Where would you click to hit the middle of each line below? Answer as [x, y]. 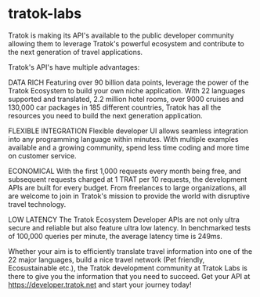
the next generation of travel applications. [76, 52]
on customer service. [42, 156]
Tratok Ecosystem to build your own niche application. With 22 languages [127, 90]
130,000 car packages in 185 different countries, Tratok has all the [115, 107]
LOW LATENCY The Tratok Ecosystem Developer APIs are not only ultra [124, 219]
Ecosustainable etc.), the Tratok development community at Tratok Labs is [128, 268]
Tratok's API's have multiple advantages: [74, 67]
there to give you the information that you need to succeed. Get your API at [129, 276]
